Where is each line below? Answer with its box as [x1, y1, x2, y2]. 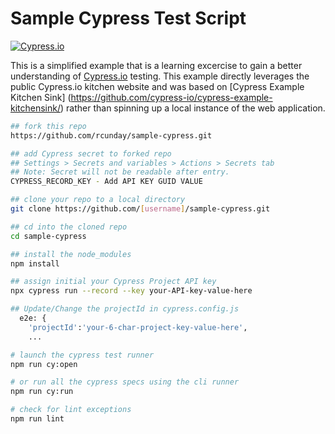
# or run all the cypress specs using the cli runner [10, 377, 240, 387]
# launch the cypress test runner [10, 350, 155, 360]
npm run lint [10, 414, 65, 424]
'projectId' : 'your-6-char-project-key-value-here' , [28, 322, 248, 332]
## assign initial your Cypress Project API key [10, 277, 217, 287]
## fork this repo [10, 121, 87, 131]
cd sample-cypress [10, 231, 87, 241]
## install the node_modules [10, 249, 132, 259]
